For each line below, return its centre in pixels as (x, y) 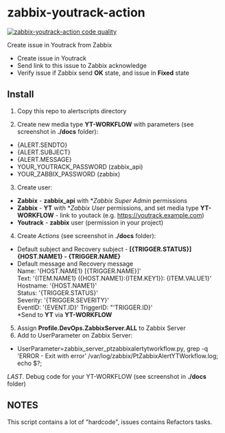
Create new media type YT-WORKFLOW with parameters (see (105, 124)
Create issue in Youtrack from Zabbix (60, 45)
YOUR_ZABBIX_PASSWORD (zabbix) (69, 174)
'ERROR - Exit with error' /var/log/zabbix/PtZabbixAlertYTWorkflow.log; (117, 355)
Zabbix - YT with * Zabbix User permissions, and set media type (108, 208)
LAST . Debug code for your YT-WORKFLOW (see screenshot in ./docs (107, 376)
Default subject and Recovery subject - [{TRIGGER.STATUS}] (104, 249)
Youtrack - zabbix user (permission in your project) (90, 222)
